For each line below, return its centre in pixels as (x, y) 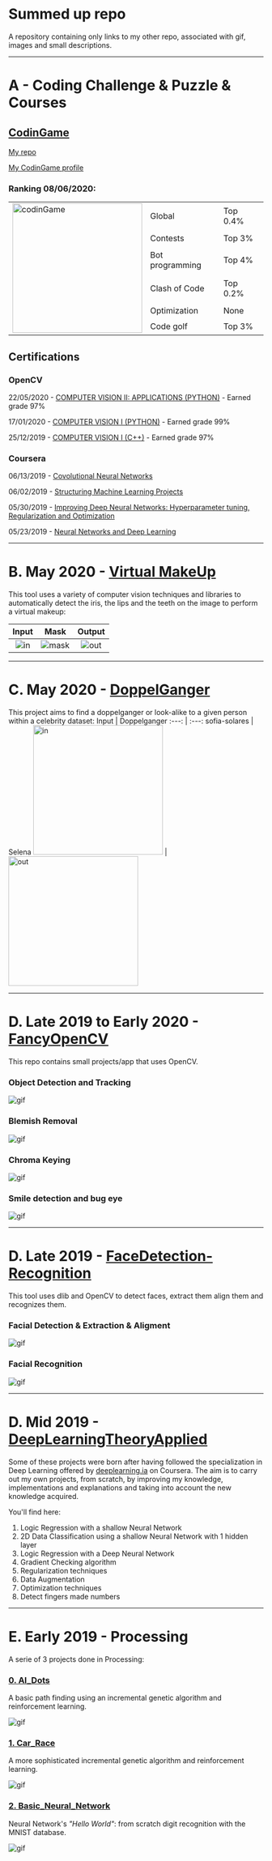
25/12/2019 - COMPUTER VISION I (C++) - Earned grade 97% (111, 437)
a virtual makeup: (37, 611)
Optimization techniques (61, 1587)
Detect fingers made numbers (70, 1596)
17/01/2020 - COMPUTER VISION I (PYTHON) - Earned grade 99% (119, 421)
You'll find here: (35, 1512)
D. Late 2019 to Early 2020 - (104, 1022)
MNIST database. (37, 1832)
